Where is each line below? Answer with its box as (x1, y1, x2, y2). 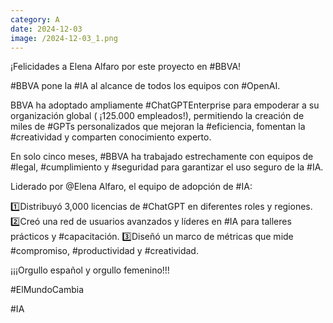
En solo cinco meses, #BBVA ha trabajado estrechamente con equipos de (10, 151, 314, 163)
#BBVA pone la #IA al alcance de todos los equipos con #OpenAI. (10, 80, 281, 92)
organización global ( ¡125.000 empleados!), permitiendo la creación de (10, 110, 305, 122)
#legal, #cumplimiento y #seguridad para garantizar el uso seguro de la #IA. (10, 161, 324, 173)
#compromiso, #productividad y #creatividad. (10, 245, 199, 257)
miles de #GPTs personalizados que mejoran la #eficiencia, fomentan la (10, 121, 306, 133)
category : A (10, 14, 60, 25)
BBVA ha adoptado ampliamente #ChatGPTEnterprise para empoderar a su (10, 99, 320, 111)
